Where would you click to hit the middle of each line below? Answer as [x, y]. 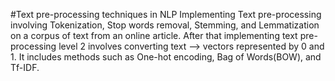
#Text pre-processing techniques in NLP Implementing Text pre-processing [166, 14]
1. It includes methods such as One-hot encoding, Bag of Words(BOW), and [166, 57]
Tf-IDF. [25, 67]
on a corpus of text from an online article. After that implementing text [154, 35]
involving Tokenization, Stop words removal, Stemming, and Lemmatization [165, 25]
